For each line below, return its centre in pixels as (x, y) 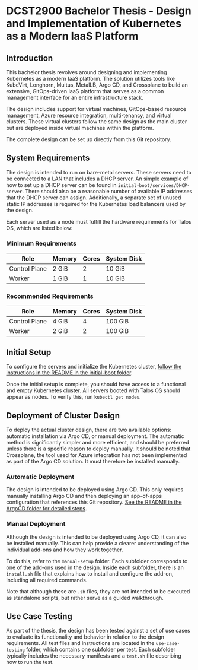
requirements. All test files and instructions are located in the (80, 643)
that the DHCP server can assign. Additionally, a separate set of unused (94, 198)
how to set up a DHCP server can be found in (61, 185)
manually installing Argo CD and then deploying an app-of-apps (84, 496)
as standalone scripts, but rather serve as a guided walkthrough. (85, 598)
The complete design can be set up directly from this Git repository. (89, 139)
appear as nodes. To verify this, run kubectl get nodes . (74, 397)
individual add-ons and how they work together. (65, 550)
